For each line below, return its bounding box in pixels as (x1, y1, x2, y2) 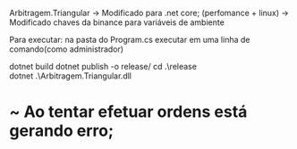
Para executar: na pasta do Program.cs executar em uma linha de (9, 35, 250, 45)
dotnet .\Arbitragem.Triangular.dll (9, 70, 132, 81)
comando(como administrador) (9, 44, 123, 54)
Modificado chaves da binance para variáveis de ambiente (9, 17, 225, 28)
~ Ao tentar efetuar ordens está (9, 102, 248, 122)
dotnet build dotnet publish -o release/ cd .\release (9, 62, 197, 71)
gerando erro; (9, 120, 115, 141)
